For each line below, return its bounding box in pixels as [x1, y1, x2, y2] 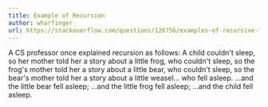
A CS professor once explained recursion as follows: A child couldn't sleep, [8, 48, 256, 58]
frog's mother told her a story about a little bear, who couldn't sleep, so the [8, 65, 255, 75]
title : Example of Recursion [8, 11, 105, 20]
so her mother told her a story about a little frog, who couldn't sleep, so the [8, 56, 255, 66]
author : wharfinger [8, 19, 73, 27]
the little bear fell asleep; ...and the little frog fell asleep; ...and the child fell [8, 82, 254, 91]
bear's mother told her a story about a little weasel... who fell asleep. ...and [8, 73, 254, 83]
